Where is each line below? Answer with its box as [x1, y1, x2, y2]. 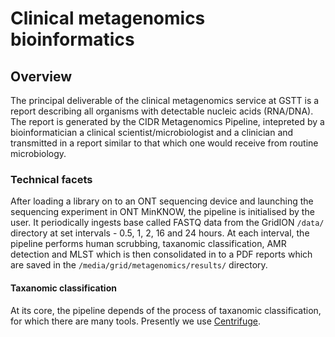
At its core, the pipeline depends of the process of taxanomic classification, [10, 304, 322, 316]
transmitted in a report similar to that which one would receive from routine [10, 137, 319, 149]
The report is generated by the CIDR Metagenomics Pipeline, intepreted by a [10, 116, 325, 127]
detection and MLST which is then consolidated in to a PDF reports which [10, 248, 313, 261]
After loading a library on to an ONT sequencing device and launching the [10, 195, 314, 207]
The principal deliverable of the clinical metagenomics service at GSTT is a [10, 95, 320, 106]
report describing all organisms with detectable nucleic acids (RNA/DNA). [10, 105, 314, 117]
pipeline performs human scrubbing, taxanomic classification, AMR [10, 238, 287, 250]
